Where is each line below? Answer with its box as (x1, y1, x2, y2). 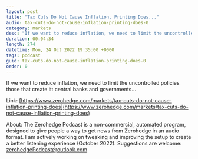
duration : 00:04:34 (6, 36, 54, 42)
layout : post (6, 8, 38, 15)
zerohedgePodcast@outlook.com (6, 146, 88, 153)
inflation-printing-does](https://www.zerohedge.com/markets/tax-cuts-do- (6, 104, 189, 111)
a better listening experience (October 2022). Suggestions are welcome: (6, 140, 182, 147)
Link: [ (6, 97, 22, 104)
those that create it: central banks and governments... (6, 86, 137, 93)
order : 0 (6, 63, 28, 69)
